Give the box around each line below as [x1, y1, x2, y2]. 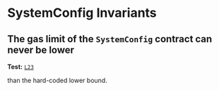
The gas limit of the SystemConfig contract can [7, 33, 213, 45]
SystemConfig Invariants [7, 5, 157, 21]
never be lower [7, 44, 75, 56]
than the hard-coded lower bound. [7, 76, 107, 84]
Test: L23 [7, 63, 34, 71]
